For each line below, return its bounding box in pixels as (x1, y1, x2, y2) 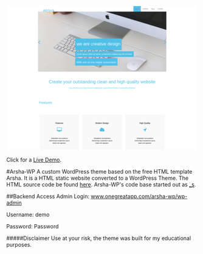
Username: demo (6, 211, 50, 218)
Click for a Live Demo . (6, 156, 62, 163)
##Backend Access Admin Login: (6, 192, 90, 200)
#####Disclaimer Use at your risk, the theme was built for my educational (6, 235, 191, 242)
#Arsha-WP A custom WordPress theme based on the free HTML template (6, 168, 193, 175)
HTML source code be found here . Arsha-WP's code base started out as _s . (6, 181, 196, 188)
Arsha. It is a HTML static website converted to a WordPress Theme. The (6, 174, 189, 182)
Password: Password (6, 223, 59, 230)
